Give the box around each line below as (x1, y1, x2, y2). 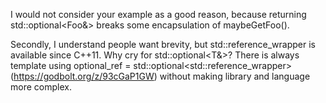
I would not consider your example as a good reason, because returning (10, 9, 307, 20)
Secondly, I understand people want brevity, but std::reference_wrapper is (10, 39, 317, 50)
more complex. (10, 81, 72, 93)
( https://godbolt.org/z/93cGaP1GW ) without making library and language (10, 70, 311, 82)
